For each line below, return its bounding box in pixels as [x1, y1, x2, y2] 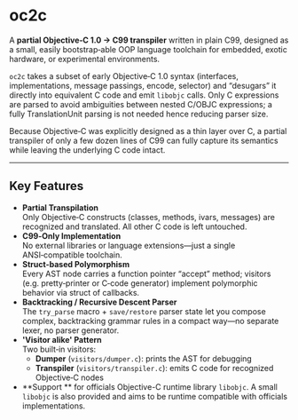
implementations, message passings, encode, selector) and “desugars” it [9, 80, 277, 91]
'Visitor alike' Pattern [21, 334, 102, 345]
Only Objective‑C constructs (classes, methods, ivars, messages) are [21, 211, 275, 222]
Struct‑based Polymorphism [21, 258, 130, 269]
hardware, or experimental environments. [9, 53, 161, 64]
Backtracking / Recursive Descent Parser [21, 297, 177, 307]
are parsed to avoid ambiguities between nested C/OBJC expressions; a [9, 99, 273, 109]
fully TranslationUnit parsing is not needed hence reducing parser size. [9, 108, 269, 119]
